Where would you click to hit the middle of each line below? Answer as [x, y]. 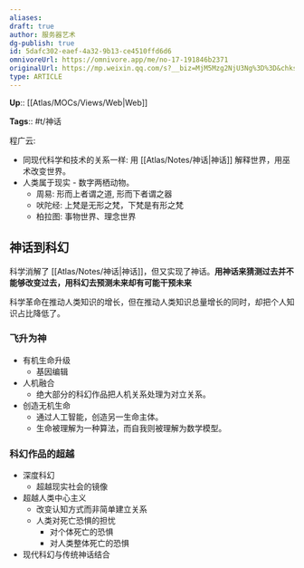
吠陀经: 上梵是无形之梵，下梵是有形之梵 [109, 205]
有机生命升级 [46, 360]
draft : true [32, 26]
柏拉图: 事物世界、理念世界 [86, 216]
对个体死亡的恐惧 [81, 532]
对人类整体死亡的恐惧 [89, 544]
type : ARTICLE [36, 77]
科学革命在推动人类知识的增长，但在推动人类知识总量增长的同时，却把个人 [148, 302]
